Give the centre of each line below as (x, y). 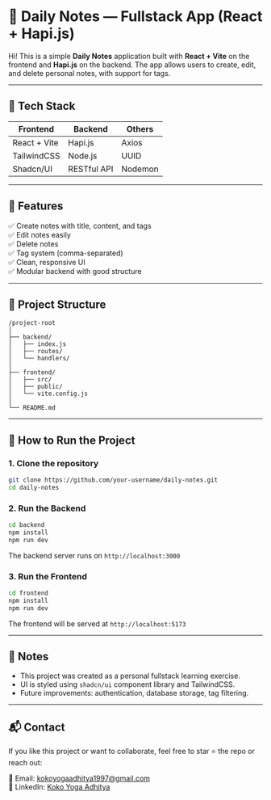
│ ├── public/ (35, 387)
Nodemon (140, 169)
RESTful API (91, 169)
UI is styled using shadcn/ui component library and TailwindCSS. (127, 684)
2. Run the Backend (47, 508)
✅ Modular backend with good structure (75, 271)
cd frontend (28, 593)
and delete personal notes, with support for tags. (90, 73)
